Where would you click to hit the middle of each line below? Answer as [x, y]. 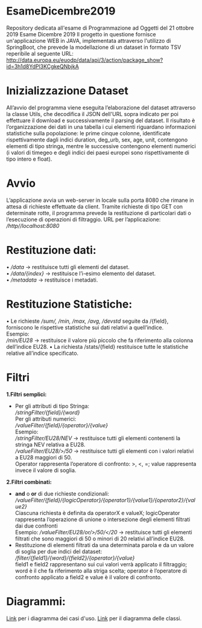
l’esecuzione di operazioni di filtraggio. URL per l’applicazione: [84, 219]
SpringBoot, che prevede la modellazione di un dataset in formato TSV [94, 47]
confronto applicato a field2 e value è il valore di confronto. [88, 577]
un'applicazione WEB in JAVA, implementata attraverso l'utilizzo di [89, 40]
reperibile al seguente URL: [40, 53]
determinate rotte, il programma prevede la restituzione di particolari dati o [99, 213]
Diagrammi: [36, 601]
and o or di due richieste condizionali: [62, 493]
